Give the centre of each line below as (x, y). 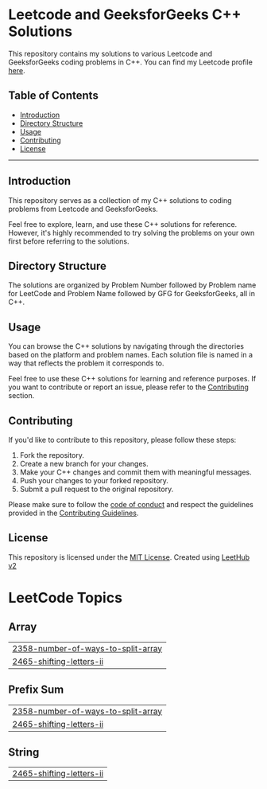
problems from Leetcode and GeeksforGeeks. (83, 209)
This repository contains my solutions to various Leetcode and (110, 53)
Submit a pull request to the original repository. (97, 489)
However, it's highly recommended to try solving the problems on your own (132, 232)
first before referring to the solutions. (69, 241)
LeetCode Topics (66, 598)
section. (21, 396)
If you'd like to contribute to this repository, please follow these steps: (122, 440)
